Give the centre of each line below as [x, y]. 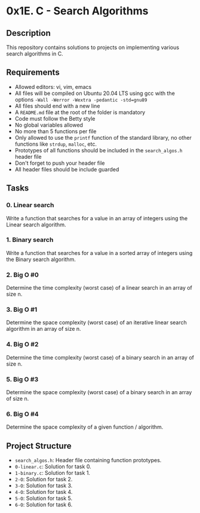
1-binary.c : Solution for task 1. [53, 473]
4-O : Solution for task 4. [44, 492]
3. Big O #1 [22, 310]
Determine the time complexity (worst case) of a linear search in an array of [99, 288]
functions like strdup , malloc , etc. [56, 144]
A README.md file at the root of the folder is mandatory [80, 112]
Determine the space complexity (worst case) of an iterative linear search [96, 322]
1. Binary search [30, 240]
